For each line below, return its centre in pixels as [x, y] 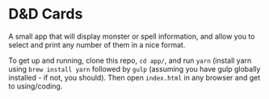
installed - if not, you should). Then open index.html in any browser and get [134, 77]
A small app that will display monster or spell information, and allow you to [132, 36]
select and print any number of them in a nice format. [97, 44]
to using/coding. [36, 86]
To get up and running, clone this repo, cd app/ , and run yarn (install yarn [130, 60]
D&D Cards [46, 14]
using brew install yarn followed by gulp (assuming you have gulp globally [134, 68]
